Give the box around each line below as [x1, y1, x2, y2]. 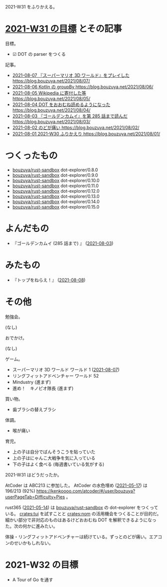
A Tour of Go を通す [12, 577, 53, 583]
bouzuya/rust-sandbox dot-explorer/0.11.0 [12, 183, 99, 189]
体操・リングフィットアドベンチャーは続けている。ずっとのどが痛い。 [5, 534, 150, 540]
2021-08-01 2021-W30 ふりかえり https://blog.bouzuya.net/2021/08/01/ [12, 130, 161, 136]
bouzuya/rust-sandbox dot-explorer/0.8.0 [12, 167, 98, 173]
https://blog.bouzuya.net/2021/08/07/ [12, 78, 91, 84]
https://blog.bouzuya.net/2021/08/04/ [12, 107, 91, 113]
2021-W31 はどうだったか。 [5, 471, 62, 477]
